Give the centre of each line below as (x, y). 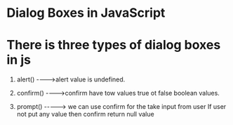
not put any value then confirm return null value (86, 114)
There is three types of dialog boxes (114, 45)
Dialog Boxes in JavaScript (86, 13)
